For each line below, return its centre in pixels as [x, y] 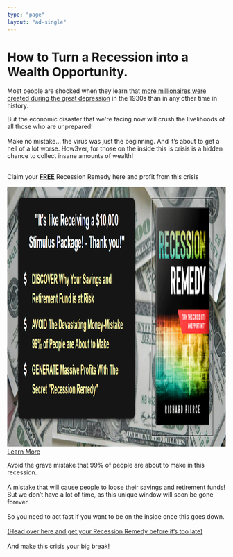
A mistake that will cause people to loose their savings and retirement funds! [116, 487]
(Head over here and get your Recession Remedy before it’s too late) [105, 531]
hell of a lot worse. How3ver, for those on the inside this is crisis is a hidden [115, 148]
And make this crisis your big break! [58, 546]
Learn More [24, 452]
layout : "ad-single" [37, 22]
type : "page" [26, 15]
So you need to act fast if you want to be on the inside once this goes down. [116, 517]
